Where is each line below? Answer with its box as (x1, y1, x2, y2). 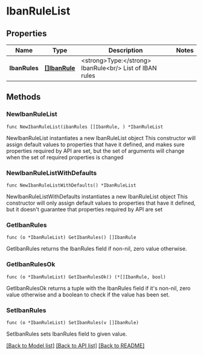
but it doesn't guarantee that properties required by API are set (6, 205, 163, 213)
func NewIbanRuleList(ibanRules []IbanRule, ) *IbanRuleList (6, 124, 164, 130)
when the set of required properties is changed (6, 153, 124, 161)
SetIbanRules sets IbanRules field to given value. (6, 330, 127, 337)
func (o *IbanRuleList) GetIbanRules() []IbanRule (6, 234, 137, 241)
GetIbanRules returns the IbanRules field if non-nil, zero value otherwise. (6, 245, 187, 252)
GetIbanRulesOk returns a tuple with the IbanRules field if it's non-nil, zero (6, 284, 191, 292)
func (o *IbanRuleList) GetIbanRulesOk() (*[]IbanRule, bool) (6, 273, 166, 280)
